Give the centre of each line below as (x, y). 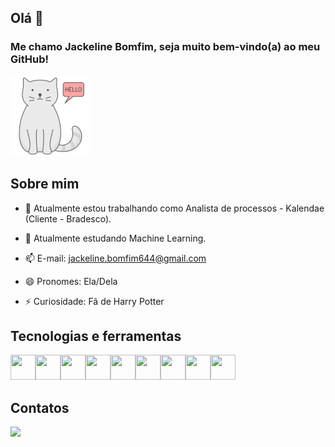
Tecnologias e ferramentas (96, 336)
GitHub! (29, 59)
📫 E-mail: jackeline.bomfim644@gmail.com (115, 258)
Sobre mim (45, 184)
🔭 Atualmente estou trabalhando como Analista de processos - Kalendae (174, 208)
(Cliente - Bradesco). (68, 218)
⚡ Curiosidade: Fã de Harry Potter (94, 301)
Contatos (40, 407)
